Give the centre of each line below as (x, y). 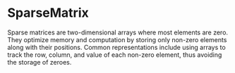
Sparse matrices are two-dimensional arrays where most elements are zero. (117, 32)
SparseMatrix (48, 13)
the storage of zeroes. (40, 62)
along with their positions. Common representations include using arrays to (116, 47)
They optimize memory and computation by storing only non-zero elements (117, 39)
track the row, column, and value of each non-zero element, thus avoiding (115, 55)
